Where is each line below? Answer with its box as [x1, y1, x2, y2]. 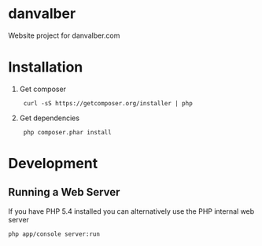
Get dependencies [19, 113, 80, 123]
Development [8, 155, 98, 173]
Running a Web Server [8, 185, 120, 199]
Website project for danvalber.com [8, 31, 120, 40]
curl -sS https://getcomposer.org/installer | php [23, 99, 193, 107]
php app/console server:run [8, 229, 101, 238]
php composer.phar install [23, 128, 112, 136]
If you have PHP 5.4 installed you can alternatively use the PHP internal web [8, 206, 255, 216]
